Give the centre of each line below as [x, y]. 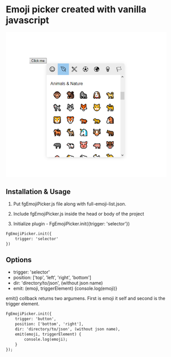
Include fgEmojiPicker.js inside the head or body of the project [79, 214]
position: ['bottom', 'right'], [49, 324]
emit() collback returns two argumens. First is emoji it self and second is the [86, 298]
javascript [28, 20]
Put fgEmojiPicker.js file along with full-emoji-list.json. [70, 204]
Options [19, 260]
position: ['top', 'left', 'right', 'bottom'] [52, 277]
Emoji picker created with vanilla [76, 9]
